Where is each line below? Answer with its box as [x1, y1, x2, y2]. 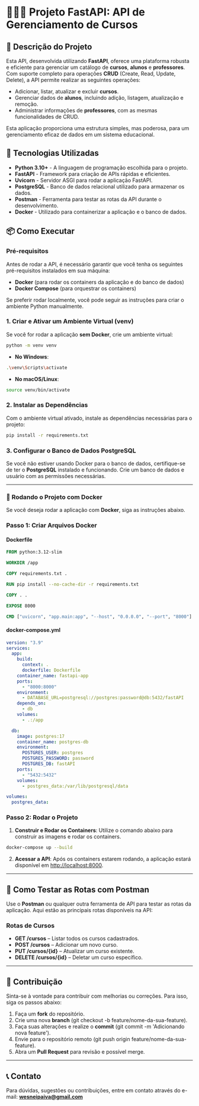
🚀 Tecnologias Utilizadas [6, 148, 99, 158]
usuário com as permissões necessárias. [6, 472, 106, 479]
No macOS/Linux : [14, 375, 59, 382]
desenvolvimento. [14, 202, 59, 209]
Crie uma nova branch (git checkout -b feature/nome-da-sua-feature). [14, 1017, 188, 1024]
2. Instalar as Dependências [6, 401, 88, 409]
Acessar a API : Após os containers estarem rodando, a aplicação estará [14, 856, 191, 863]
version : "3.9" [6, 639, 44, 646]
